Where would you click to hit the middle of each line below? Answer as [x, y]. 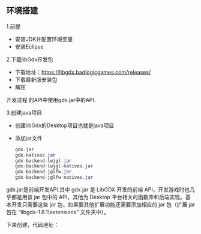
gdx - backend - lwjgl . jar [43, 161]
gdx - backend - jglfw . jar [43, 172]
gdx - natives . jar [35, 155]
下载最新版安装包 [36, 79]
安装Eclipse [29, 46]
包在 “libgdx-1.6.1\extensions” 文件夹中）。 [58, 212]
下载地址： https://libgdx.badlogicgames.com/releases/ [83, 72]
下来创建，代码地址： [32, 225]
